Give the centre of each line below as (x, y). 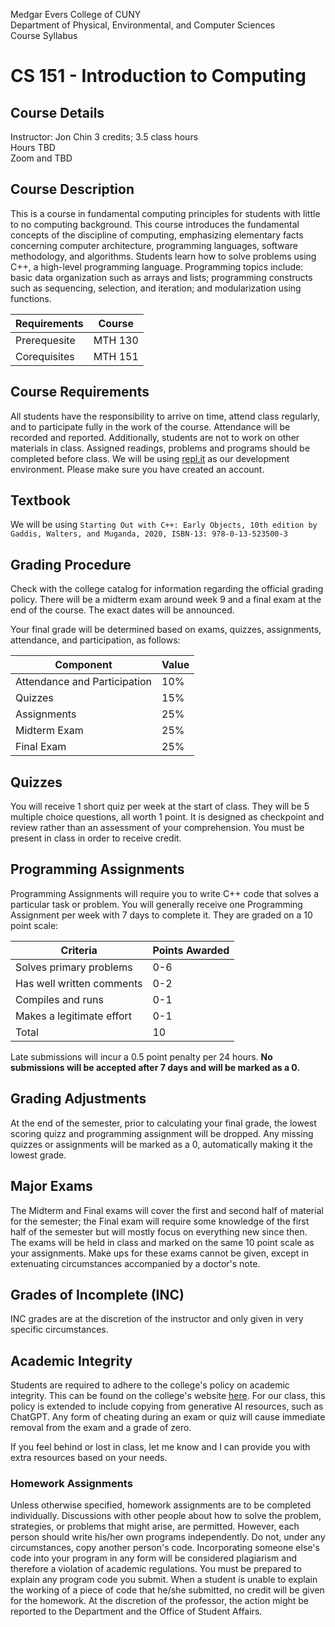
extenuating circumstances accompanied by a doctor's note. (135, 1263)
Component (83, 665)
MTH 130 (116, 340)
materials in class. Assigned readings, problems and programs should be (160, 448)
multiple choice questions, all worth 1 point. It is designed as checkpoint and (167, 817)
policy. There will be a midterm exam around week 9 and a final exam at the (166, 600)
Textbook (40, 500)
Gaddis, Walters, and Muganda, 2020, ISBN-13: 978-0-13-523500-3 (149, 534)
